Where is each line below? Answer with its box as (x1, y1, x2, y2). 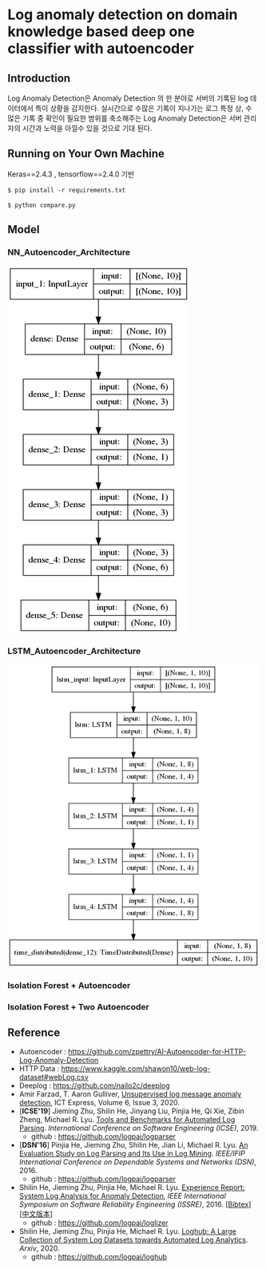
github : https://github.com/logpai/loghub (30, 1252, 168, 1262)
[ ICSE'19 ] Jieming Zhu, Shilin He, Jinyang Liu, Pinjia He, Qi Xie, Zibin (18, 1106, 245, 1116)
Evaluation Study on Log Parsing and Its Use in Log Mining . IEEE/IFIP (18, 1148, 245, 1159)
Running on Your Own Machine (7, 147, 165, 161)
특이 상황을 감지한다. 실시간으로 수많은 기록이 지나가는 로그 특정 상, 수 (34, 104, 252, 113)
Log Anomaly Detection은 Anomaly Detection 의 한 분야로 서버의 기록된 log (7, 93, 248, 103)
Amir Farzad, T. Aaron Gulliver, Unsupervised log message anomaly (18, 1089, 242, 1099)
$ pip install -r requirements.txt (7, 186, 126, 194)
